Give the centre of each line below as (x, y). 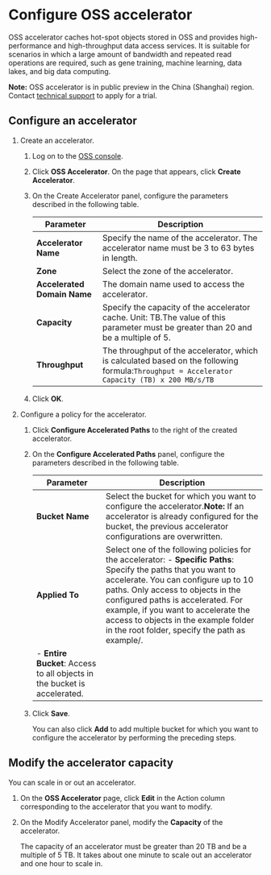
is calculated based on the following (171, 360)
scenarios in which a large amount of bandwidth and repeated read (120, 54)
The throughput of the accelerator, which (180, 350)
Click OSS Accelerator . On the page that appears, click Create (136, 172)
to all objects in (65, 673)
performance (30, 45)
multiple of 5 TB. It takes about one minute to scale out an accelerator (136, 855)
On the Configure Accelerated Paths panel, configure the (128, 454)
